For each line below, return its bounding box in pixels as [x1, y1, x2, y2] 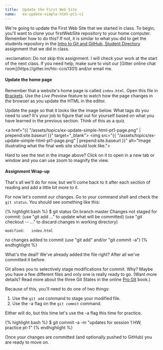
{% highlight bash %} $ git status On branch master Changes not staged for [5, 208, 157, 214]
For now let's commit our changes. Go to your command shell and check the [5, 194, 158, 200]
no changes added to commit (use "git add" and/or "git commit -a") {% [5, 237, 148, 243]
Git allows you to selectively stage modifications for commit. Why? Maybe [5, 266, 153, 272]
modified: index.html [5, 228, 54, 233]
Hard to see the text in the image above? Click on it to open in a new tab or [5, 152, 155, 158]
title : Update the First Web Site [5, 7, 77, 12]
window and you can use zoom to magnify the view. [5, 157, 109, 163]
